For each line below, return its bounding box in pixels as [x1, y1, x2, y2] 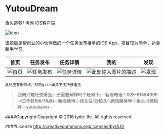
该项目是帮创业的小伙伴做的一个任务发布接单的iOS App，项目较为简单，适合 [5, 40, 161, 46]
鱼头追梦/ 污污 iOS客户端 [5, 20, 55, 26]
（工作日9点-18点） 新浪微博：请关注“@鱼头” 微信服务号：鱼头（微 [17, 98, 154, 103]
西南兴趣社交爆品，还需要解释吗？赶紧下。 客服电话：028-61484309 [17, 92, 158, 98]
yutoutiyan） [26, 104, 52, 110]
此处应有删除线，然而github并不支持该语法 [5, 82, 82, 87]
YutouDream [5, 3, 58, 14]
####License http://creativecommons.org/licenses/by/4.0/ [5, 123, 124, 129]
